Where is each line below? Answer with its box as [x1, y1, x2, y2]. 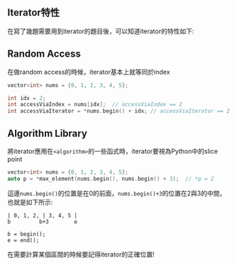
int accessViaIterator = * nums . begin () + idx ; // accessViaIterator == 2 [7, 108, 231, 115]
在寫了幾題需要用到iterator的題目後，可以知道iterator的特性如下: [7, 27, 194, 35]
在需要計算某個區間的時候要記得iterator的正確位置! [7, 250, 155, 259]
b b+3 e [7, 218, 78, 225]
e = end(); [7, 237, 40, 244]
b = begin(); [7, 230, 46, 237]
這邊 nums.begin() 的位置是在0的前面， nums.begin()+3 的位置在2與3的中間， [7, 188, 226, 197]
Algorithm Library [7, 127, 87, 140]
